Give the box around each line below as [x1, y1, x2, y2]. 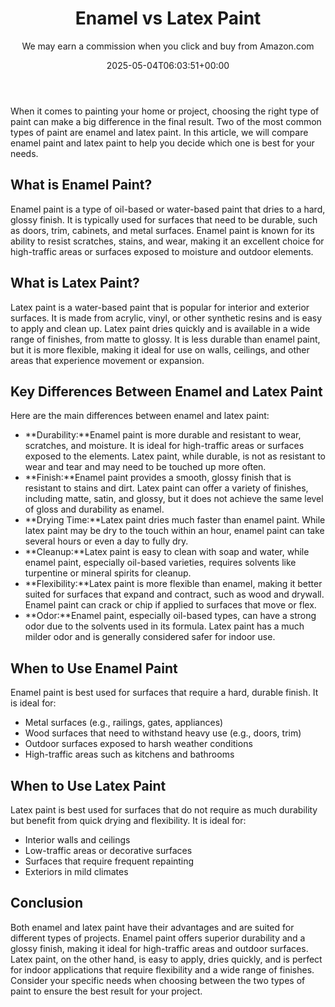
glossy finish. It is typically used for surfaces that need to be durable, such [10, 213, 318, 226]
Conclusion [10, 895, 84, 912]
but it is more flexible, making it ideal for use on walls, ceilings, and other [10, 343, 310, 356]
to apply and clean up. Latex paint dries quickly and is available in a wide [10, 322, 311, 334]
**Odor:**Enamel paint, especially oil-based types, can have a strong [24, 610, 317, 622]
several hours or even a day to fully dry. [24, 535, 189, 547]
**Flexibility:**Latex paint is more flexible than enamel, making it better [24, 578, 323, 590]
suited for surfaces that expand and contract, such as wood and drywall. [24, 588, 325, 601]
